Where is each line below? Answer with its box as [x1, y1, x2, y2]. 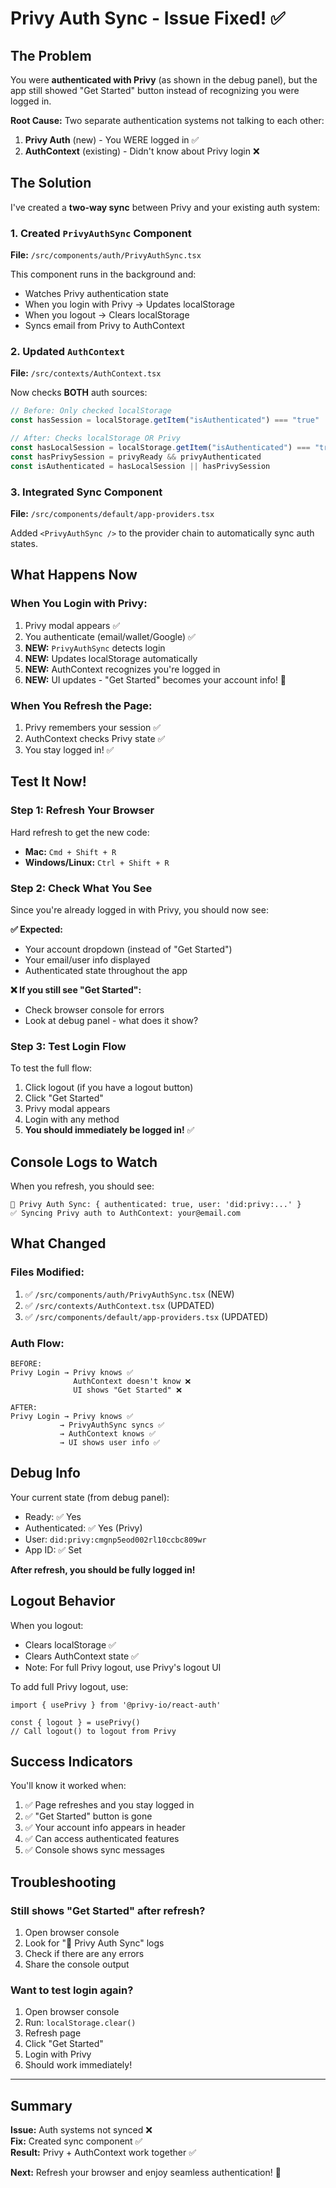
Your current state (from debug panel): [10, 1491, 170, 1503]
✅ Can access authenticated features [24, 1833, 180, 1845]
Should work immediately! [24, 2059, 133, 2071]
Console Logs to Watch [10, 1153, 158, 1171]
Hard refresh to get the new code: [10, 826, 150, 838]
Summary [10, 2097, 73, 2114]
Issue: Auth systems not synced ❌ [10, 2124, 153, 2136]
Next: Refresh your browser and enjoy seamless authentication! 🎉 [10, 2167, 282, 2179]
